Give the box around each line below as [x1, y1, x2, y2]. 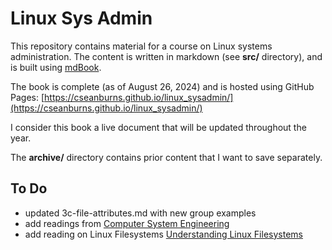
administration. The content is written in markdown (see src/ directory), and [10, 50, 323, 62]
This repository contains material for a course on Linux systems [10, 40, 273, 52]
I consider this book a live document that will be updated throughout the [10, 121, 307, 133]
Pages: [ [10, 91, 45, 103]
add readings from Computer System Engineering [24, 217, 230, 229]
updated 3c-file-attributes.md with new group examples [24, 207, 257, 219]
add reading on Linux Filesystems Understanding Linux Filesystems [24, 228, 303, 240]
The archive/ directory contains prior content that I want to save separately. [10, 151, 323, 163]
